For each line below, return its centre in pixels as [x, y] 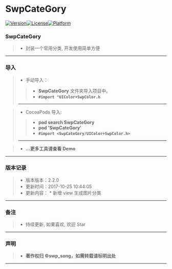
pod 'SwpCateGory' [60, 128]
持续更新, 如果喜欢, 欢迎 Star [56, 224]
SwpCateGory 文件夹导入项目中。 [74, 91]
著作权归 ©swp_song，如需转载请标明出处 [71, 256]
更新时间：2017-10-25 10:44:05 [59, 186]
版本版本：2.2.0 [42, 180]
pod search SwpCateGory [66, 122]
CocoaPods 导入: [44, 112]
